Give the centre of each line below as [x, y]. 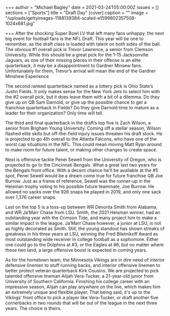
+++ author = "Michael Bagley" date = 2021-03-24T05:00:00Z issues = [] [82, 7]
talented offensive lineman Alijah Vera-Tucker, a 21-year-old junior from [79, 276]
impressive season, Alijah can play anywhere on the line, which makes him [83, 287]
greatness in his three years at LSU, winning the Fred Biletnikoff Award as [82, 234]
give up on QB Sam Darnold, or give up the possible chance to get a [76, 102]
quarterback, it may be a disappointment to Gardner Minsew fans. [74, 66]
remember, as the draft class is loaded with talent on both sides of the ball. [83, 44]
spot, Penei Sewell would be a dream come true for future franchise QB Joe [84, 176]
